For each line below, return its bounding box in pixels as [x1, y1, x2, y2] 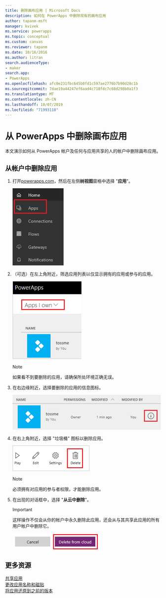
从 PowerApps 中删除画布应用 [5, 131, 127, 142]
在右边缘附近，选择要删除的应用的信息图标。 [12, 384, 104, 390]
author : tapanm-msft [5, 18, 48, 23]
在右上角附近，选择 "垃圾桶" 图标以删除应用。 [12, 435, 106, 441]
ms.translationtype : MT [5, 92, 54, 97]
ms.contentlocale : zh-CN [5, 97, 56, 102]
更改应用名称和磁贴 [5, 581, 44, 587]
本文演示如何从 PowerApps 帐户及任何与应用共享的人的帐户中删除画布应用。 [5, 148, 161, 154]
